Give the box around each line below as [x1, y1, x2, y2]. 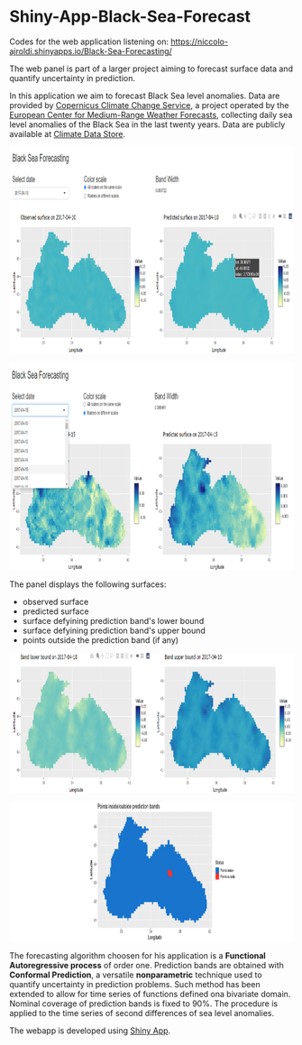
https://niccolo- [170, 36, 228, 47]
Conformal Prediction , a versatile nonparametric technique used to [9, 969, 263, 980]
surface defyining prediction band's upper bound [22, 625, 206, 637]
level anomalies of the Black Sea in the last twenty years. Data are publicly [9, 119, 286, 130]
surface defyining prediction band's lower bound [22, 616, 205, 627]
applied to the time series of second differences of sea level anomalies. [9, 1007, 275, 1018]
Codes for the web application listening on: [9, 36, 169, 47]
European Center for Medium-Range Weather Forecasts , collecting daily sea [9, 109, 293, 120]
